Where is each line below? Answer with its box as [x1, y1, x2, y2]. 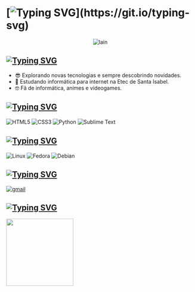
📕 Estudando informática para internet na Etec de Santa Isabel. [14, 78, 169, 85]
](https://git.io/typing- [75, 6, 190, 20]
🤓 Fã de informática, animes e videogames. [14, 84, 122, 91]
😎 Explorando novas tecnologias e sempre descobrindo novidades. [14, 72, 182, 79]
